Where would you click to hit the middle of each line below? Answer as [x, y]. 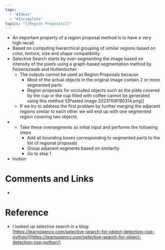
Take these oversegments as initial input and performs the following [89, 127]
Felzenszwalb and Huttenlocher [44, 69]
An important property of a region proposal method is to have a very [82, 38]
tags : [11, 10]
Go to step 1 [39, 154]
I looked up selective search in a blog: [51, 227]
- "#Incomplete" [26, 19]
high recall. [24, 43]
